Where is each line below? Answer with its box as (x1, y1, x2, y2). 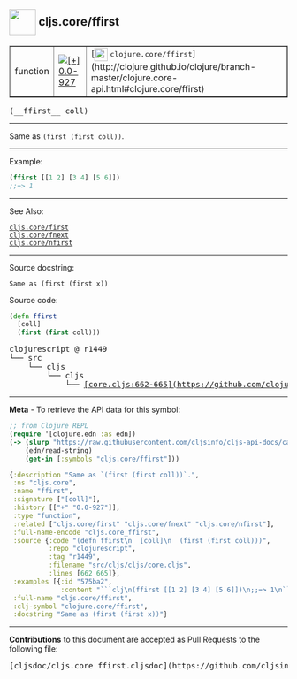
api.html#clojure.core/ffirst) (90, 82, 205, 95)
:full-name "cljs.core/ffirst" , (12, 593, 133, 602)
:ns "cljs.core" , (12, 478, 77, 487)
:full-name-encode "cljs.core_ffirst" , (12, 528, 161, 537)
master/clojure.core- (90, 72, 179, 84)
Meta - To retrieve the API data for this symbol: (9, 404, 181, 416)
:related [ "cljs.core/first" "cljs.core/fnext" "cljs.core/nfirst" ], (12, 519, 275, 529)
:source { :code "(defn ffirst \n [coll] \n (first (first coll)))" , (12, 536, 271, 545)
